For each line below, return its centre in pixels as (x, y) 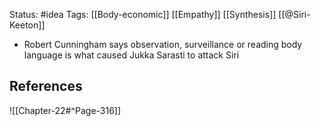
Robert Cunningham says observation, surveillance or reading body (163, 44)
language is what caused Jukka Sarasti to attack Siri (131, 55)
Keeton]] (27, 25)
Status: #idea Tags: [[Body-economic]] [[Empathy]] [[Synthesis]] (143, 14)
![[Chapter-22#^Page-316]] (65, 110)
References (46, 86)
